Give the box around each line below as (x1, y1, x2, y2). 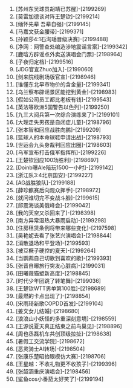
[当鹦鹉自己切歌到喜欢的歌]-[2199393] (15, 254, 112, 262)
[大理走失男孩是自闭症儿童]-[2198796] (15, 118, 111, 126)
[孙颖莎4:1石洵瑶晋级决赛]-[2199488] (15, 36, 108, 42)
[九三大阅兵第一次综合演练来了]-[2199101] (15, 111, 120, 118)
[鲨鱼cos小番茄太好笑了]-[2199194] (15, 375, 104, 383)
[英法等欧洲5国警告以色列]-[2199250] (15, 103, 109, 111)
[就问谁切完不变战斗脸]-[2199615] (15, 194, 100, 201)
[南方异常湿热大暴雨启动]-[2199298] (15, 217, 106, 224)
